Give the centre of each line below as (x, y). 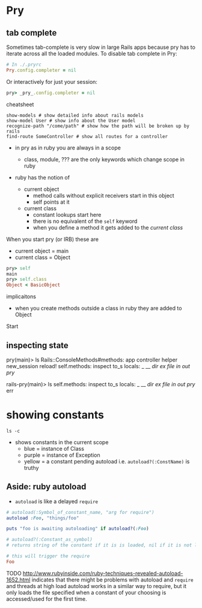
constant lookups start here (67, 215)
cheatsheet (20, 104)
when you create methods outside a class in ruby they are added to (98, 309)
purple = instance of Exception (62, 455)
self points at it (51, 202)
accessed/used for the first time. (47, 599)
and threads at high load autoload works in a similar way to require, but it (96, 586)
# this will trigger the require (48, 556)
